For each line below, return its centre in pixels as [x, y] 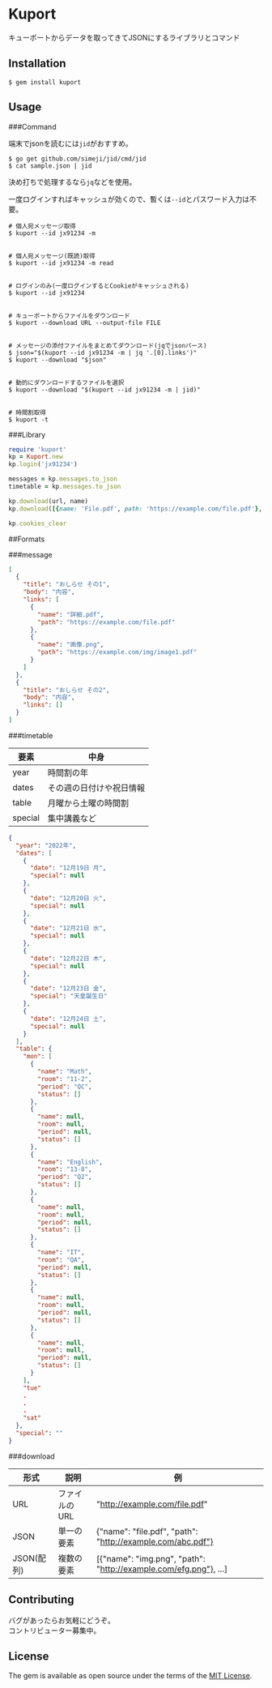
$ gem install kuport [45, 82]
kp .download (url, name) [49, 501]
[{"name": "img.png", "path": [151, 1558]
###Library [27, 434]
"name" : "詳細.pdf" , [71, 614]
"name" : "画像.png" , [71, 645]
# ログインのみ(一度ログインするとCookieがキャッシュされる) [99, 286]
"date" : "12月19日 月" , [68, 868]
